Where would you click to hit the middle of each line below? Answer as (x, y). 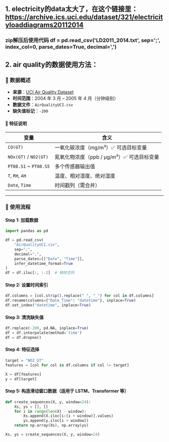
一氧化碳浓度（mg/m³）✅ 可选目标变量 (101, 148)
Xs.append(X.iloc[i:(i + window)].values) (68, 416)
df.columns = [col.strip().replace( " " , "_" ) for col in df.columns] (80, 296)
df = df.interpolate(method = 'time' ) (44, 333)
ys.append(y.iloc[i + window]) (56, 421)
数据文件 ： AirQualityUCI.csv (43, 104)
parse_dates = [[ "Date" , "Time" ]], (49, 259)
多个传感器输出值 (75, 167)
